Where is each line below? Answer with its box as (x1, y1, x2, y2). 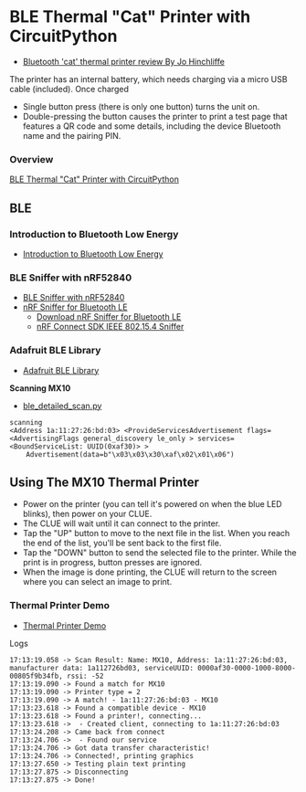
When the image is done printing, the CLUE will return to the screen (22, 566, 277, 577)
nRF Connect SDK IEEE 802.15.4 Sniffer (36, 322, 185, 333)
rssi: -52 (67, 671, 104, 681)
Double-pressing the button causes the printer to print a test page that (22, 111, 288, 121)
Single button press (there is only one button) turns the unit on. (22, 100, 260, 111)
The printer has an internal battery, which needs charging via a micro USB (9, 73, 288, 84)
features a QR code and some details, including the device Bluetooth (22, 121, 281, 132)
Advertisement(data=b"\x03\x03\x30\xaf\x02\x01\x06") (26, 449, 235, 459)
